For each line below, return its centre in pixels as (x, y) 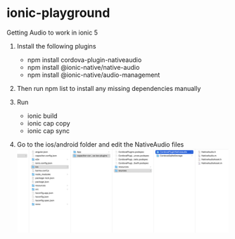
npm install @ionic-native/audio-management (94, 75)
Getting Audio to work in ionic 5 (52, 32)
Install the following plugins (56, 46)
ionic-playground (58, 13)
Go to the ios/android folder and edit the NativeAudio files (100, 144)
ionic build (42, 116)
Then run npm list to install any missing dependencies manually (109, 88)
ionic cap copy (49, 123)
